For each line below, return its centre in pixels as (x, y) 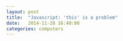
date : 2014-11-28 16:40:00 (43, 23)
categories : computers (35, 29)
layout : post (23, 12)
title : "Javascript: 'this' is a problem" (62, 17)
